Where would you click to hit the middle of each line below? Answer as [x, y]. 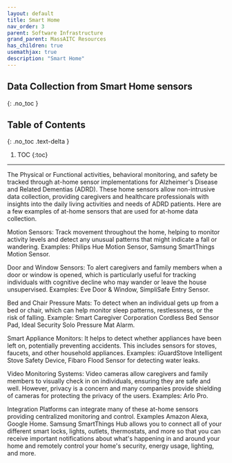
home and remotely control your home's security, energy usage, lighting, [110, 446]
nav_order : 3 [26, 26]
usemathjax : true [32, 53]
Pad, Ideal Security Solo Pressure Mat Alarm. [71, 325]
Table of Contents [47, 125]
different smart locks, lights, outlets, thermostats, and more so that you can [114, 431]
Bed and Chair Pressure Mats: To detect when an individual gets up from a [113, 303]
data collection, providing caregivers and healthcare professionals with [108, 197]
